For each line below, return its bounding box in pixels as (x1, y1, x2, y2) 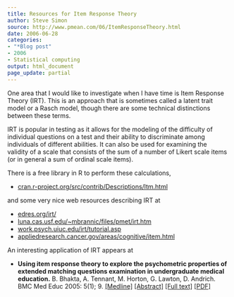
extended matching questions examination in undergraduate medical (17, 267, 224, 275)
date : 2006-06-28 (7, 30, 58, 37)
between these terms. (7, 111, 71, 120)
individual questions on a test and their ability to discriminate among (7, 132, 206, 141)
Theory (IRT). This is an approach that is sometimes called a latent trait (7, 96, 214, 104)
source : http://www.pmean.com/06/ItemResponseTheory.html (7, 23, 181, 30)
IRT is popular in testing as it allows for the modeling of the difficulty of (7, 125, 213, 133)
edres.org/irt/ (17, 210, 56, 218)
